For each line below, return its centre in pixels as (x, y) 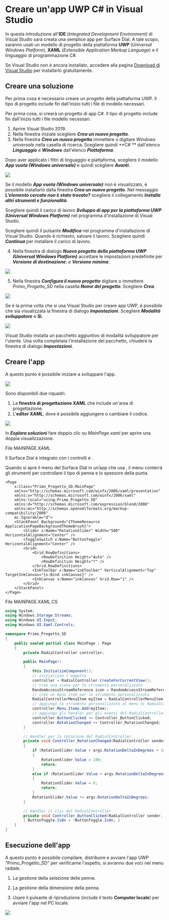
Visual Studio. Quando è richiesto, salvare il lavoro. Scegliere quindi (75, 236)
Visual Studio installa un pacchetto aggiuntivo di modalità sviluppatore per (82, 335)
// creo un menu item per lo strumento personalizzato (91, 694)
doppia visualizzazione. (30, 438)
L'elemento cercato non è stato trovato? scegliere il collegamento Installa (83, 195)
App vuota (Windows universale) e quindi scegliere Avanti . (68, 165)
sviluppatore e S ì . (24, 316)
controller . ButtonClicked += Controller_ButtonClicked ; (92, 718)
